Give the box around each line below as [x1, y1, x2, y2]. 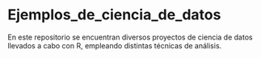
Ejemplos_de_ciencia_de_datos [7, 6, 221, 24]
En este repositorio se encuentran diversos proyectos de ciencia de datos [7, 32, 253, 42]
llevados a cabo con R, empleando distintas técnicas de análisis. [7, 40, 222, 50]
